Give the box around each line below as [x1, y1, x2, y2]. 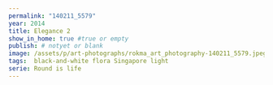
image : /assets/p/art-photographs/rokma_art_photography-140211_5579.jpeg [8, 49, 267, 57]
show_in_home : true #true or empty [8, 34, 129, 43]
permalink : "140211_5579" [8, 11, 96, 20]
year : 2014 [8, 19, 45, 28]
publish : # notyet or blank [8, 42, 104, 50]
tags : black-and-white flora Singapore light [8, 57, 169, 66]
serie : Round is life [8, 65, 82, 73]
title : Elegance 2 [8, 27, 71, 35]
